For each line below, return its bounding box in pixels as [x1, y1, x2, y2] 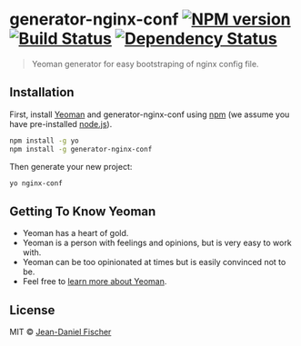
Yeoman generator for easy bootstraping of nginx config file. [31, 58, 259, 69]
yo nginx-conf [9, 178, 64, 188]
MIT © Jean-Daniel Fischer [9, 327, 112, 337]
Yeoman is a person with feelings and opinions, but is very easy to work [22, 237, 293, 249]
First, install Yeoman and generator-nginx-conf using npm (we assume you [9, 109, 290, 120]
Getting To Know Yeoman [9, 203, 156, 219]
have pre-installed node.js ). [9, 118, 113, 129]
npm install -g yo [9, 136, 79, 145]
